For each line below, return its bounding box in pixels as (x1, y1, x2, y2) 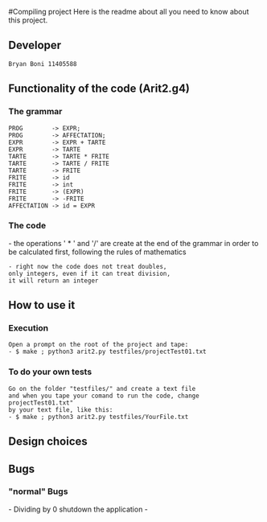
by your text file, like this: (8, 405, 113, 413)
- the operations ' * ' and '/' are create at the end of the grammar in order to (8, 238, 259, 248)
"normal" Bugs (8, 486, 68, 497)
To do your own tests (8, 366, 92, 377)
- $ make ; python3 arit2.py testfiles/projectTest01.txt (8, 347, 207, 356)
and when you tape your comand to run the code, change (8, 392, 199, 400)
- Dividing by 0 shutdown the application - (8, 504, 149, 514)
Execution (8, 323, 49, 334)
